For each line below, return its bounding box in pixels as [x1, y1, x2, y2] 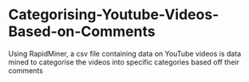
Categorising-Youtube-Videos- [8, 6, 219, 24]
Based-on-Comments [8, 22, 156, 41]
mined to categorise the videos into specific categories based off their [8, 57, 239, 67]
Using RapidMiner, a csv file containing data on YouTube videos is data [8, 49, 242, 58]
